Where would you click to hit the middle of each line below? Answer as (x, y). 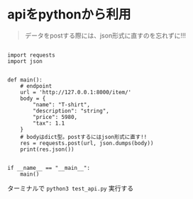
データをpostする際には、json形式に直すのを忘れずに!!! (105, 35)
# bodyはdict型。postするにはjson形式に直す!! (84, 137)
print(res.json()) (47, 149)
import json (25, 61)
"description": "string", (71, 110)
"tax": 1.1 (49, 123)
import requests (31, 55)
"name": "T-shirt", (62, 104)
